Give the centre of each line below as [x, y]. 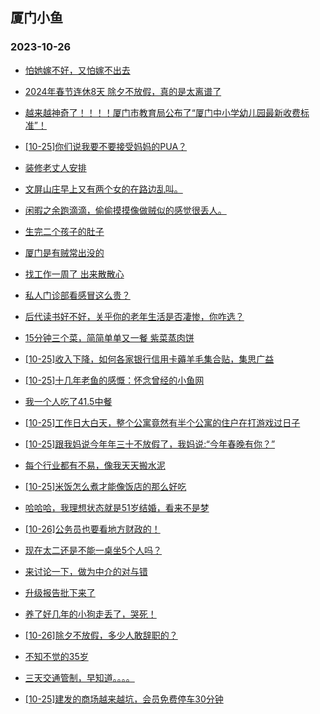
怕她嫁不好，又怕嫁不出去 [77, 70]
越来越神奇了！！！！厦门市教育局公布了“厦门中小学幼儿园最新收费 [162, 112]
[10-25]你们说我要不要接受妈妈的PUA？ [106, 146]
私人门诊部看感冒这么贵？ [77, 295]
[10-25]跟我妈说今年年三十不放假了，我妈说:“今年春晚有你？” [150, 444]
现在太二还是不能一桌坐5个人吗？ [93, 550]
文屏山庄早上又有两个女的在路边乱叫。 [103, 189]
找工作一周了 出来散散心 [74, 274]
